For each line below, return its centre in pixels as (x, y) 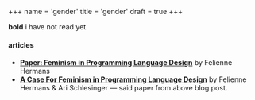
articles (21, 45)
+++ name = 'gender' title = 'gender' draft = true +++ (96, 12)
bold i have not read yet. (48, 27)
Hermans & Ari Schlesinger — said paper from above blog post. (124, 88)
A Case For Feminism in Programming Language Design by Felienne (133, 79)
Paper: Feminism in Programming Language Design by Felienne (126, 63)
